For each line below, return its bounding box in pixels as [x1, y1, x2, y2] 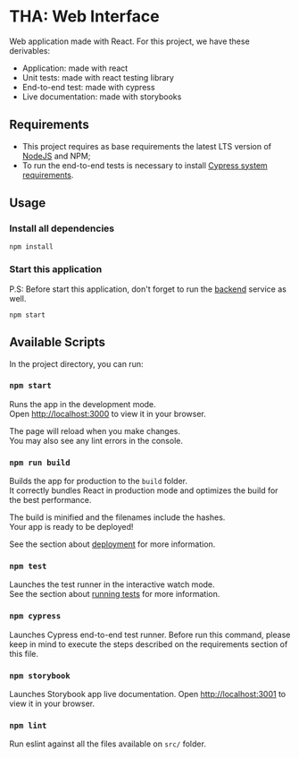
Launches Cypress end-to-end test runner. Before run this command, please [9, 629, 291, 640]
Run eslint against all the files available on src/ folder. [9, 738, 207, 749]
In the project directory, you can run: [9, 358, 144, 369]
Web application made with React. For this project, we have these [9, 36, 250, 47]
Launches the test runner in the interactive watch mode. [9, 579, 216, 590]
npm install [9, 243, 54, 251]
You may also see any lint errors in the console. [9, 435, 183, 446]
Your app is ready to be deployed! [9, 522, 134, 532]
